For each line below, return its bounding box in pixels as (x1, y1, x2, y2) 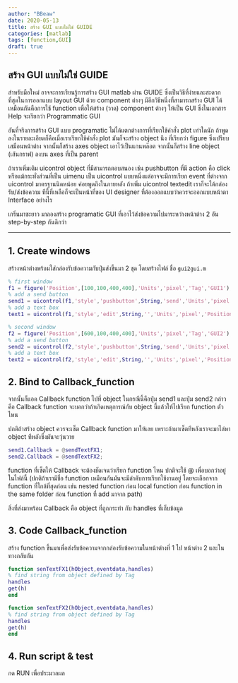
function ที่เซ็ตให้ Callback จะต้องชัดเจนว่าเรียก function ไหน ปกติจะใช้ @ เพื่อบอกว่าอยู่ (8, 466, 227, 474)
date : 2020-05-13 (8, 17, 59, 24)
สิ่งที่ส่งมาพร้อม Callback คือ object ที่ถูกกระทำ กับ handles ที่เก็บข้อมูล (8, 504, 183, 512)
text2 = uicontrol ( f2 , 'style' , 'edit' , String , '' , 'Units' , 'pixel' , (8, 356, 205, 363)
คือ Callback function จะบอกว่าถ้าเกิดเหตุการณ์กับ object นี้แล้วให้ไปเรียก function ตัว (8, 402, 225, 411)
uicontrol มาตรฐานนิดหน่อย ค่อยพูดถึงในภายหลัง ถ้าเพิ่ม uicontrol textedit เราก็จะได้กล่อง (8, 179, 228, 188)
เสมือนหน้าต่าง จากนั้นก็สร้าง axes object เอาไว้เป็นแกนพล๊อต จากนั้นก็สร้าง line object (8, 142, 220, 150)
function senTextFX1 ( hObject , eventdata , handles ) (8, 565, 154, 572)
